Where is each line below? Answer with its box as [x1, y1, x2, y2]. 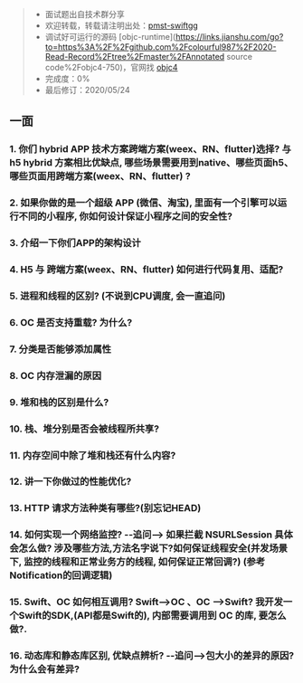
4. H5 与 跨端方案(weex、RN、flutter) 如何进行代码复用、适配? [9, 263, 284, 276]
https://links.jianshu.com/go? [175, 32, 284, 42]
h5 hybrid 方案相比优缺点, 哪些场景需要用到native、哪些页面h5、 [9, 157, 294, 169]
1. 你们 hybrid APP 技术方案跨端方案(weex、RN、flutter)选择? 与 [9, 143, 291, 156]
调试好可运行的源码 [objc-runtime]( [44, 32, 176, 42]
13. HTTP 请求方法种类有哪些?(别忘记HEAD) [9, 502, 202, 515]
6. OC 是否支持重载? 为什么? [9, 316, 133, 328]
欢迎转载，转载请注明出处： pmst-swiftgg [44, 20, 199, 31]
